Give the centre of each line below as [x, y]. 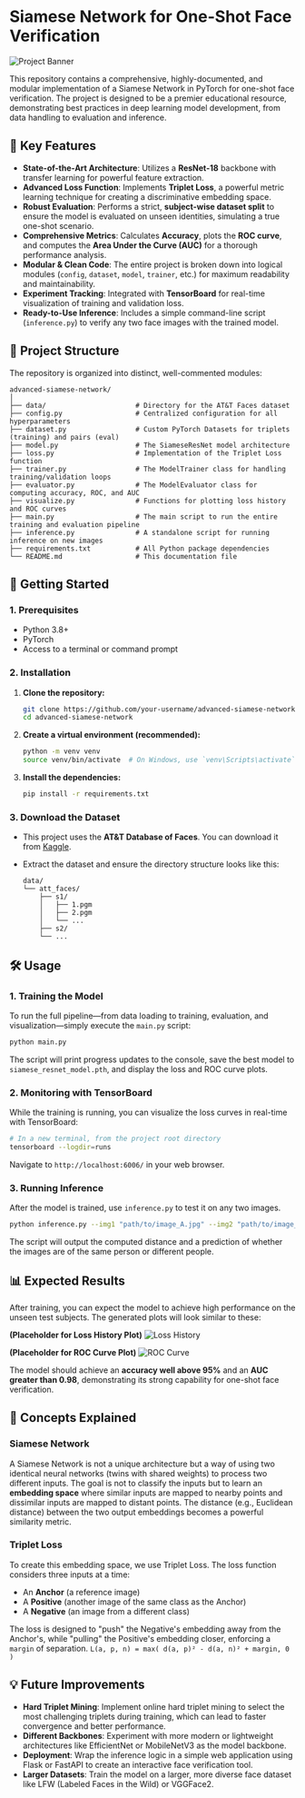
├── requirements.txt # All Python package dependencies [140, 548]
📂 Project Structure [64, 351]
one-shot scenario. [58, 225]
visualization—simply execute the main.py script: [100, 1025]
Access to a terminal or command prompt [100, 649]
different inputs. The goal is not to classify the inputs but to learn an [136, 1483]
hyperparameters [40, 421]
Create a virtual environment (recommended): [112, 735]
